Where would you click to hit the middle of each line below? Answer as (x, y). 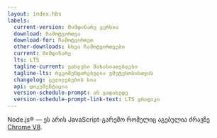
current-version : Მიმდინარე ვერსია (66, 27)
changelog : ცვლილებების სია (55, 80)
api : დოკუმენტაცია (41, 86)
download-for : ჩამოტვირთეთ (54, 40)
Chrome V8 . (25, 127)
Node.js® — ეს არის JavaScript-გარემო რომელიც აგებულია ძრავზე (109, 120)
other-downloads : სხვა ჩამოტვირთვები (69, 47)
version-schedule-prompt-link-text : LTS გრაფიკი (87, 100)
